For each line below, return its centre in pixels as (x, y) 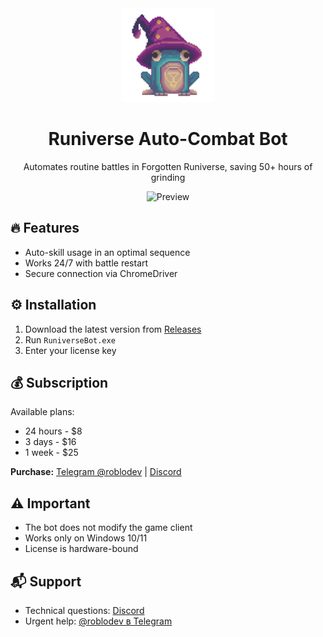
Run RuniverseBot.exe (70, 339)
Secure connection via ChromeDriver (101, 273)
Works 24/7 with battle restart (86, 263)
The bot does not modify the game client (108, 528)
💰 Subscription (59, 382)
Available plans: (42, 412)
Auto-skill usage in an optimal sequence (107, 252)
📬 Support (46, 581)
